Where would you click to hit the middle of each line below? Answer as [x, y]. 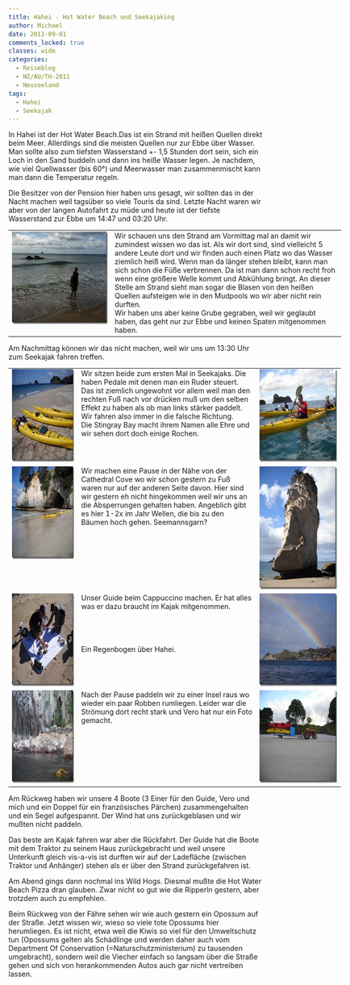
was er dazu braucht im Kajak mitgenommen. [156, 606]
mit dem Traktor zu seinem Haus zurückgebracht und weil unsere [117, 848]
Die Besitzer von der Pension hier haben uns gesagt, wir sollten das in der [131, 193]
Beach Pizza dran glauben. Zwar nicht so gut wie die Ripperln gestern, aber [134, 889]
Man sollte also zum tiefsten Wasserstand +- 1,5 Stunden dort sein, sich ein [133, 152]
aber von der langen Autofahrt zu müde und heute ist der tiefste [115, 211]
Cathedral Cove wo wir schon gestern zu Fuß [156, 479]
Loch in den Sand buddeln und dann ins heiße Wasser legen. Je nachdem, [132, 161]
